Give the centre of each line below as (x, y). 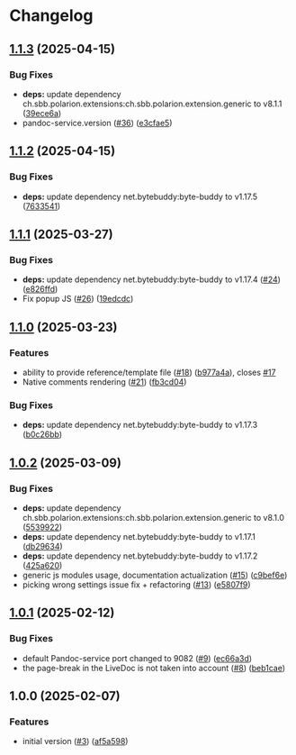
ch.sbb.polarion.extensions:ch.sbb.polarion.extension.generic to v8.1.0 (153, 517)
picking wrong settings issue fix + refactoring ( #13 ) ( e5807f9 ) (136, 584)
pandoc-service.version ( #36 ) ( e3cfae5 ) (97, 123)
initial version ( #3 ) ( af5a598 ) (75, 741)
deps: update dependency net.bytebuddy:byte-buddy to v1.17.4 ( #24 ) (152, 279)
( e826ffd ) (40, 289)
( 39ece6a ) (42, 113)
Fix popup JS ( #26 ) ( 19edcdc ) (78, 299)
